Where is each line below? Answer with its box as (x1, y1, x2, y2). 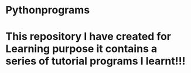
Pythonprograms (5, 3, 90, 17)
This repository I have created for (5, 30, 171, 43)
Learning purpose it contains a (5, 42, 158, 56)
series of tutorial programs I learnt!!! (5, 54, 186, 68)
